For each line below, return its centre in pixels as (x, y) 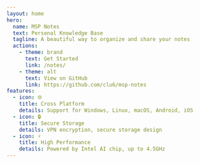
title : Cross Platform (52, 104)
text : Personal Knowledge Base (58, 33)
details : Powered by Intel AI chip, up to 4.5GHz (92, 149)
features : (21, 91)
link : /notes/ (45, 65)
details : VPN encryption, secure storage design (91, 130)
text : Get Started (51, 59)
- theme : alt (38, 71)
